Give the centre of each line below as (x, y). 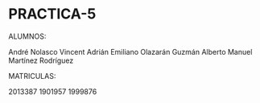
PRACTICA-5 (52, 14)
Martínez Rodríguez (41, 60)
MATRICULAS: (32, 76)
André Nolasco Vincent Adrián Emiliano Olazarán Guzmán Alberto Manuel (130, 51)
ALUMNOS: (27, 36)
